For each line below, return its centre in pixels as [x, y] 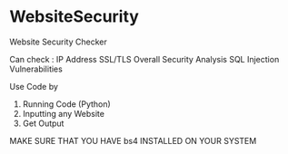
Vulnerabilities [36, 69]
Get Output [43, 123]
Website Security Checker [58, 42]
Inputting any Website [63, 113]
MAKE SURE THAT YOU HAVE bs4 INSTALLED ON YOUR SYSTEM [133, 140]
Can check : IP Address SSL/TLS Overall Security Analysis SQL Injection [144, 59]
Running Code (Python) [66, 104]
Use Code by [34, 86]
